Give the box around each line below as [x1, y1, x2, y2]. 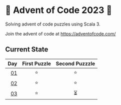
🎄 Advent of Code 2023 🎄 [5, 4, 112, 16]
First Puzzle [22, 60, 51, 67]
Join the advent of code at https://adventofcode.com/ [5, 30, 116, 36]
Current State [5, 45, 48, 54]
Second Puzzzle [55, 60, 95, 67]
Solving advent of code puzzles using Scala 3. [5, 21, 101, 27]
